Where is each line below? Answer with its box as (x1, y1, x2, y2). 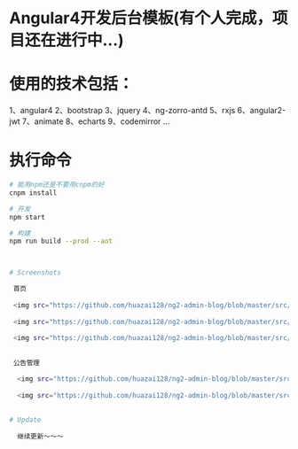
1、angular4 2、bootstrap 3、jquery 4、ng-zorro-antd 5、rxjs (9, 105, 236, 116)
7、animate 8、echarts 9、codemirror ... (21, 116, 170, 127)
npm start (9, 213, 46, 221)
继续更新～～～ (17, 432, 64, 441)
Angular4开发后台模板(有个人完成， (9, 8, 273, 28)
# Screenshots (9, 268, 62, 277)
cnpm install (9, 188, 58, 197)
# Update (9, 415, 42, 425)
